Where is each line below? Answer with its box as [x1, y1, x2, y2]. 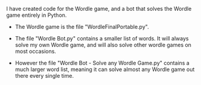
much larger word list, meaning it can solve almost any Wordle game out [14, 66, 195, 73]
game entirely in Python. [6, 11, 67, 19]
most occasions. [14, 48, 56, 55]
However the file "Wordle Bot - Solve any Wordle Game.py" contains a [14, 60, 190, 66]
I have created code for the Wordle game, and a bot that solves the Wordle [6, 5, 192, 12]
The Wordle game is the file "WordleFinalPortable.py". [14, 24, 149, 30]
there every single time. [14, 72, 74, 79]
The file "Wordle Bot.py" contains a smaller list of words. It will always [14, 35, 189, 42]
